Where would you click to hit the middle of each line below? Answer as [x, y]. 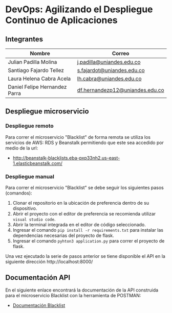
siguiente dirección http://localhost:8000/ [49, 261]
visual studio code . [34, 219]
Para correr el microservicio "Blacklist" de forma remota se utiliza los [78, 137]
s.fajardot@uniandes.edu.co [111, 70]
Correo [121, 53]
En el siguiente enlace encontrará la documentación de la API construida [82, 290]
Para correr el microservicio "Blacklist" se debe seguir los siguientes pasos [84, 187]
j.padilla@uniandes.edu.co [109, 62]
